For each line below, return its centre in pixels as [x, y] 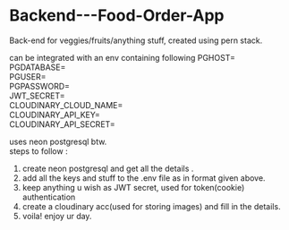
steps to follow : [39, 151]
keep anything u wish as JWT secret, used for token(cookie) [133, 187]
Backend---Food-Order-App [117, 16]
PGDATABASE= [38, 67]
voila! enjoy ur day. [57, 216]
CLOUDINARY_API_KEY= [55, 115]
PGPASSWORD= [39, 86]
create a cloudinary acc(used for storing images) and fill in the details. [151, 206]
